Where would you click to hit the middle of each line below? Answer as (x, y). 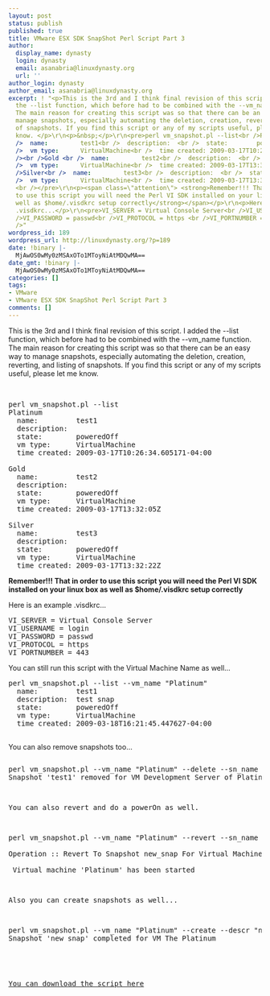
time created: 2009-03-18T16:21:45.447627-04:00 (114, 723)
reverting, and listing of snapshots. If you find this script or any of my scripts (135, 365)
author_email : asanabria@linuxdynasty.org (80, 91)
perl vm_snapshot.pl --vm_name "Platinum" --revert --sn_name (133, 837)
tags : (17, 285)
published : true (35, 31)
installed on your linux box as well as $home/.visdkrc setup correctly (126, 589)
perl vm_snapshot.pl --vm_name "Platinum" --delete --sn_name (133, 769)
